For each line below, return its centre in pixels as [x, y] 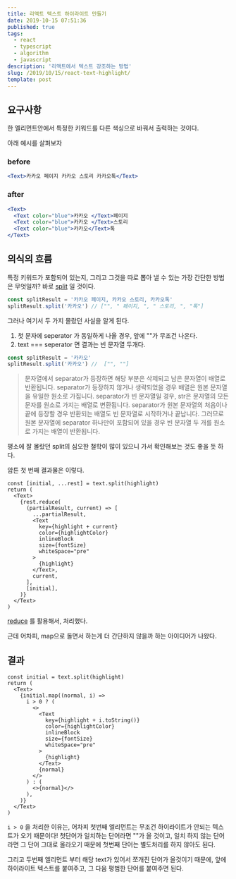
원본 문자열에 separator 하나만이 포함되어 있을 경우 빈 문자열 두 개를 [118, 423]
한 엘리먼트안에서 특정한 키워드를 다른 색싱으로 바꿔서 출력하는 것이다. [103, 128]
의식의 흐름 [30, 259]
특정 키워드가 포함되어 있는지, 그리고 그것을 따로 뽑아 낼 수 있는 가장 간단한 [110, 277]
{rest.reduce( [41, 502]
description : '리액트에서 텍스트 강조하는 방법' [70, 66]
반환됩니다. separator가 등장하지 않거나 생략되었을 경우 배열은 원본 [117, 387]
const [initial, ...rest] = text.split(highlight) [83, 484]
